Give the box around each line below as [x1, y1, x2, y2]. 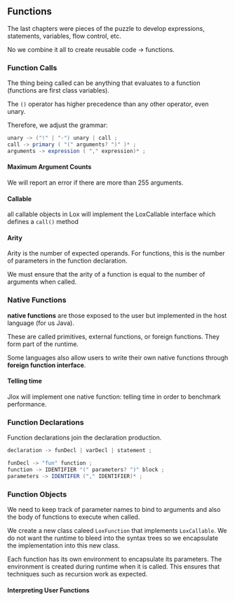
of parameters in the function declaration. [7, 256, 128, 265]
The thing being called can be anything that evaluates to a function [7, 79, 201, 87]
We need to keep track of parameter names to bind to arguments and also [7, 505, 221, 513]
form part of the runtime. [7, 340, 79, 348]
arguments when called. [7, 277, 77, 286]
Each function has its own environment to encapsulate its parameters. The [7, 555, 222, 563]
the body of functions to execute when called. [7, 513, 140, 521]
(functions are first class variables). [7, 86, 110, 95]
